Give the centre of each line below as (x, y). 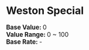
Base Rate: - (24, 42)
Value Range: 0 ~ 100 (37, 34)
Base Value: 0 (26, 27)
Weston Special (45, 11)
